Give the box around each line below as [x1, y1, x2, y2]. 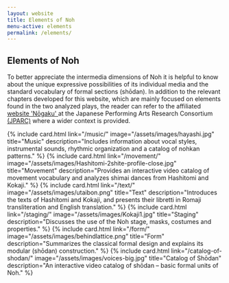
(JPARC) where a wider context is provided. [7, 117, 131, 125]
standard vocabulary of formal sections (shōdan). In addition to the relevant [7, 87, 221, 96]
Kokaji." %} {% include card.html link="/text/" [7, 181, 136, 190]
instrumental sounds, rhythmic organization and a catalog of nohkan [7, 145, 200, 153]
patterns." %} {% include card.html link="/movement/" [7, 152, 161, 160]
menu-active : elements [7, 23, 72, 30]
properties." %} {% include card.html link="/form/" [7, 225, 150, 234]
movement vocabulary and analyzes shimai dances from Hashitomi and [7, 174, 209, 182]
